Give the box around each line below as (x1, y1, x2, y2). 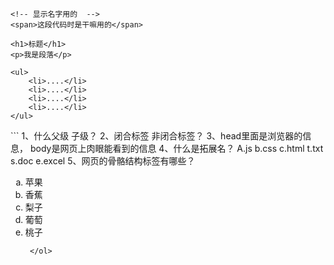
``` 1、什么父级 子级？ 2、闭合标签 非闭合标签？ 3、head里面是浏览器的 (10, 130, 303, 142)
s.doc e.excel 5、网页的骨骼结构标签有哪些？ (10, 155, 196, 167)
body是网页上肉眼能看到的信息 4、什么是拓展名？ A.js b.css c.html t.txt (29, 143, 324, 154)
